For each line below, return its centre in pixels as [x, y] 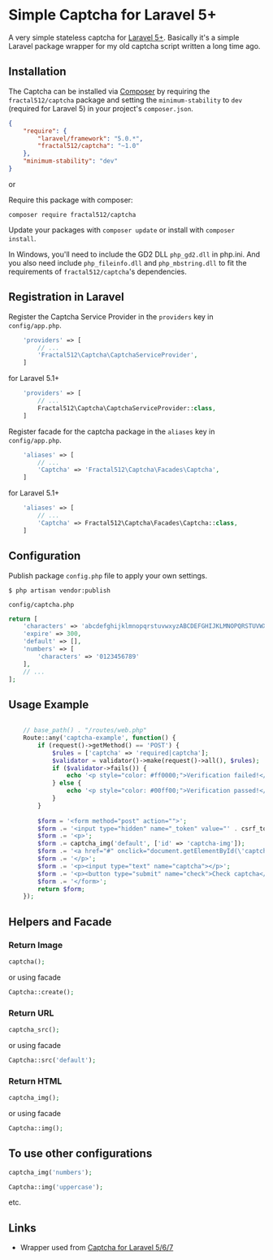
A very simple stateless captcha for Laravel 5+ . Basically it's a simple [124, 37]
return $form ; [61, 889]
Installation [37, 72]
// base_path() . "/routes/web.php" [85, 730]
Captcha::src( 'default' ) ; [52, 1060]
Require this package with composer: [71, 200]
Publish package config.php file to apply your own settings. [108, 575]
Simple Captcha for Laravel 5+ [113, 15]
